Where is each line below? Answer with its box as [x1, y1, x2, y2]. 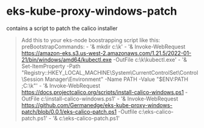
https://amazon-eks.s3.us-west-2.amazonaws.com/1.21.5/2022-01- [21, 49, 192, 56]
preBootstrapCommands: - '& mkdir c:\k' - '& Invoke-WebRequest [21, 43, 186, 50]
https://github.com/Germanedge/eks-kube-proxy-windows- [21, 101, 173, 108]
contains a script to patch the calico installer [6, 24, 118, 32]
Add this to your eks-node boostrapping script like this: [21, 36, 161, 43]
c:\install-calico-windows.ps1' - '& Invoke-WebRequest [40, 95, 178, 102]
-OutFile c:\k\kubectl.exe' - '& [112, 56, 188, 63]
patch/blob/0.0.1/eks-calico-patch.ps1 [21, 108, 117, 115]
